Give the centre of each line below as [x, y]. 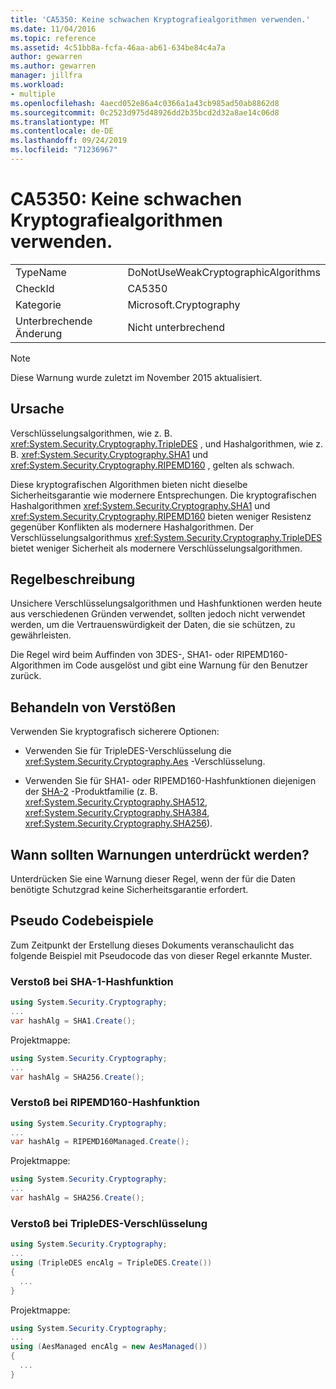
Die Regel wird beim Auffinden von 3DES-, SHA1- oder [122, 655]
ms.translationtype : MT [60, 122]
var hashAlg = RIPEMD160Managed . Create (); [100, 1142]
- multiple [33, 94]
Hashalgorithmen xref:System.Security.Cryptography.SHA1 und [140, 505]
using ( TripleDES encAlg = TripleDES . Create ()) [111, 1263]
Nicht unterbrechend [176, 327]
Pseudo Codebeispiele [82, 921]
